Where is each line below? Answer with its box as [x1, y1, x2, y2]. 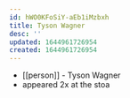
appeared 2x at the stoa [21, 79, 110, 90]
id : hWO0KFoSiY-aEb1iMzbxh [9, 12, 110, 22]
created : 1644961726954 [9, 46, 98, 55]
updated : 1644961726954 [9, 37, 98, 47]
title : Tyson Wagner [9, 21, 86, 30]
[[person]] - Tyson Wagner [21, 70, 121, 80]
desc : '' [9, 29, 42, 38]
